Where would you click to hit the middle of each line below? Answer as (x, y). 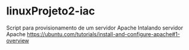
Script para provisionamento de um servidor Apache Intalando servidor (95, 28)
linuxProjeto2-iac (51, 11)
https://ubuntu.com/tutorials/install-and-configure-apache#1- (103, 34)
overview (18, 40)
